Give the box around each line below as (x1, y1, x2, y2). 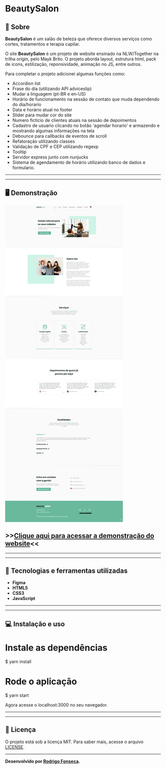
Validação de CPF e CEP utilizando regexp (12, 144, 99, 149)
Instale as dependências (5, 642, 108, 654)
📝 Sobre (5, 23, 30, 31)
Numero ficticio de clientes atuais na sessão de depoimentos (12, 117, 137, 123)
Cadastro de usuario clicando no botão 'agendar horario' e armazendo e (12, 122, 160, 128)
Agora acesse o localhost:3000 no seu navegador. (5, 702, 108, 708)
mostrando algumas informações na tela (12, 128, 95, 134)
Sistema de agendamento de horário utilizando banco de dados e (12, 160, 146, 165)
